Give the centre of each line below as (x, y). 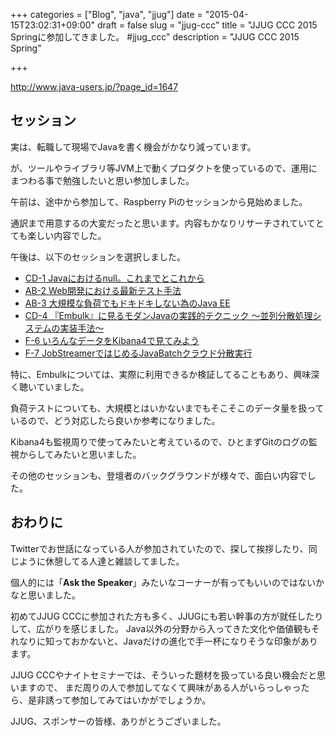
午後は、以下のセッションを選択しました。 (98, 256)
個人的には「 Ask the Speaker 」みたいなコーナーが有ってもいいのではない (163, 582)
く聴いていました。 (50, 386)
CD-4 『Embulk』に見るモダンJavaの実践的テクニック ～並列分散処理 (168, 315)
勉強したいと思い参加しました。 (128, 180)
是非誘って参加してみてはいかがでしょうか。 (119, 700)
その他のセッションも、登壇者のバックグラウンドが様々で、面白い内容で (159, 475)
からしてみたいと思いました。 (80, 454)
